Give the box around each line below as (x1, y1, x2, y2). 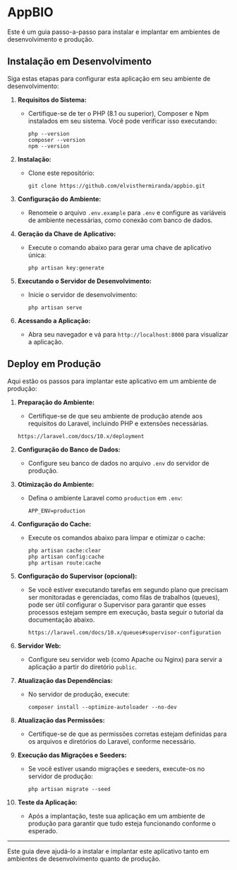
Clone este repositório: (28, 169, 95, 177)
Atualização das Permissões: (17, 715, 105, 724)
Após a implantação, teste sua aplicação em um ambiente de (28, 811, 206, 820)
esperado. (28, 826, 59, 835)
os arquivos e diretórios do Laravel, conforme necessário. (28, 737, 196, 745)
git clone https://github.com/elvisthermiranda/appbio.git (28, 182, 206, 189)
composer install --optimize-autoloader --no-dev (28, 703, 178, 711)
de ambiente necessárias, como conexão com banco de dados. (28, 216, 213, 224)
